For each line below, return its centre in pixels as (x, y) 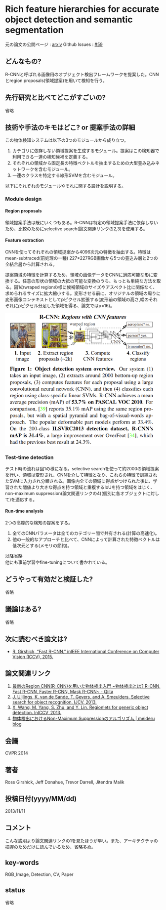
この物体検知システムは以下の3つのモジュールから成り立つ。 (67, 140)
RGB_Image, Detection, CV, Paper (39, 874)
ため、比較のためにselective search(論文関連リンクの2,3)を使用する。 (76, 229)
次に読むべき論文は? (36, 639)
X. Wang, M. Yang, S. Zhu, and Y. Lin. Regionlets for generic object (80, 707)
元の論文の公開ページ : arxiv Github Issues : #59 (54, 44)
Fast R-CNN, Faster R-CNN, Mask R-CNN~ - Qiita (63, 692)
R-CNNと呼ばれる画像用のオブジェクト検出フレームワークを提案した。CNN (82, 74)
